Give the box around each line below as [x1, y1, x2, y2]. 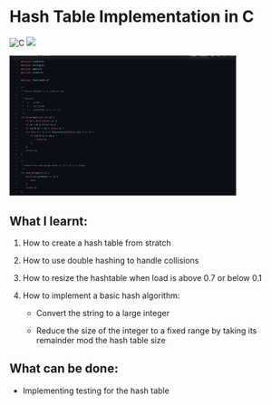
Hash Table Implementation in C [9, 6, 255, 27]
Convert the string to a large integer [35, 308, 170, 319]
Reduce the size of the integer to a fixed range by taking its [35, 325, 257, 336]
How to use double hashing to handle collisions [22, 256, 199, 266]
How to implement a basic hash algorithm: [22, 290, 180, 301]
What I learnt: [9, 213, 88, 228]
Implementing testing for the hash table [22, 385, 169, 396]
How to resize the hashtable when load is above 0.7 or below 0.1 [22, 273, 263, 284]
